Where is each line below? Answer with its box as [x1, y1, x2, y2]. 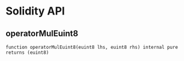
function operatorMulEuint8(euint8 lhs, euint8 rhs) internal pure [5, 44, 179, 50]
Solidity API [5, 4, 66, 18]
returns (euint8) [5, 50, 49, 56]
